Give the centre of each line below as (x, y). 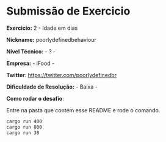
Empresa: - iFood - (31, 63)
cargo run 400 (24, 121)
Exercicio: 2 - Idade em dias (42, 28)
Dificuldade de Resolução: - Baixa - (52, 87)
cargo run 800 (24, 127)
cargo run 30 (23, 133)
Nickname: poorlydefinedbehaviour (51, 39)
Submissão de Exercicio (68, 11)
